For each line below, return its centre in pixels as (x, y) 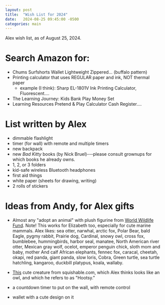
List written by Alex (46, 124)
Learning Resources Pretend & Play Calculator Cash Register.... (77, 104)
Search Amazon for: (47, 58)
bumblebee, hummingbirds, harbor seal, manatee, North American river (86, 241)
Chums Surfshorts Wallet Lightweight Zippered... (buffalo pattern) (80, 72)
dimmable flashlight (33, 138)
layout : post (19, 10)
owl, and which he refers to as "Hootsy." (54, 278)
